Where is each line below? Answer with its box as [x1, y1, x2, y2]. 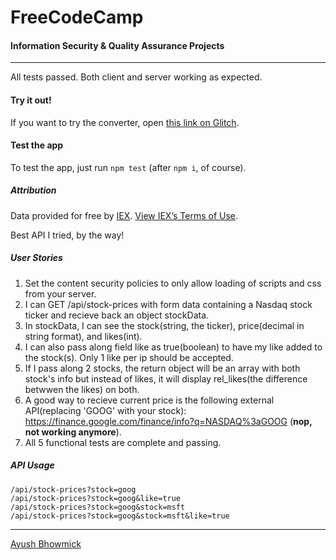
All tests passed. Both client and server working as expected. [10, 71, 263, 83]
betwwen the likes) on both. [24, 383, 140, 395]
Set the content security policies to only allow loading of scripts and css [24, 277, 322, 289]
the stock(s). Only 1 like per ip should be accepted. [24, 351, 234, 363]
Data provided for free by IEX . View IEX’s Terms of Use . [10, 209, 239, 221]
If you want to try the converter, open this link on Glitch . [10, 116, 240, 128]
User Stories [10, 252, 63, 264]
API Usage [10, 459, 55, 471]
